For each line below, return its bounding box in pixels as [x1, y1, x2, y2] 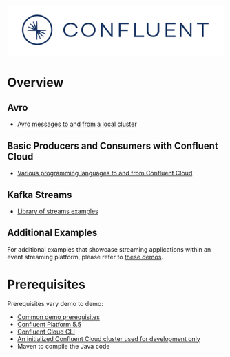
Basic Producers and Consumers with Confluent [7, 140, 218, 151]
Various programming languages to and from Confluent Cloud [17, 169, 193, 177]
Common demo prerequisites [17, 312, 100, 321]
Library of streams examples [17, 207, 98, 215]
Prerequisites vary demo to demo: [7, 299, 103, 307]
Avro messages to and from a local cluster [17, 120, 137, 129]
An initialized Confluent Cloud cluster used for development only [17, 334, 201, 343]
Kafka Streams [7, 188, 72, 201]
